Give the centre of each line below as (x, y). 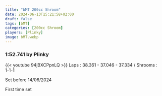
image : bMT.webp (22, 37)
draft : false (19, 19)
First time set (19, 90)
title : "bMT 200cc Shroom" (33, 10)
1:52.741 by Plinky (27, 54)
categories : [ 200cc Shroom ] (34, 28)
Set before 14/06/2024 (28, 80)
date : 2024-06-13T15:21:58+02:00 (40, 14)
